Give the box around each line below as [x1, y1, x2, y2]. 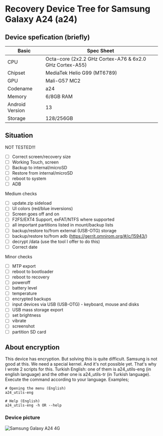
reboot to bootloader [12, 268, 54, 275]
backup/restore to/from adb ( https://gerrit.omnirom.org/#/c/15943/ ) [12, 233, 148, 239]
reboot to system [12, 176, 47, 181]
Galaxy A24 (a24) [5, 14, 78, 25]
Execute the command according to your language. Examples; [5, 377, 130, 383]
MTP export [12, 263, 36, 269]
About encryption [5, 343, 60, 351]
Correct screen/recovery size [12, 154, 71, 160]
